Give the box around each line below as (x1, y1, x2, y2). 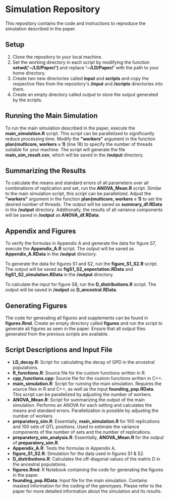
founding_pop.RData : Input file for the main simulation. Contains (12, 477, 148, 483)
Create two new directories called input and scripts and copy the (12, 75, 149, 81)
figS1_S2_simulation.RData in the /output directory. (5, 272, 114, 278)
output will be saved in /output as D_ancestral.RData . (5, 287, 118, 293)
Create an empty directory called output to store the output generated (12, 91, 158, 97)
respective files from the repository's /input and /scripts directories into (12, 80, 163, 87)
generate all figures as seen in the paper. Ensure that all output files (5, 325, 146, 331)
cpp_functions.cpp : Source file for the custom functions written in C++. (12, 375, 163, 381)
